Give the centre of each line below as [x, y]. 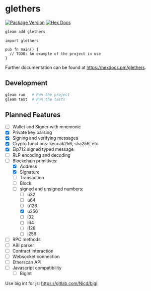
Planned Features [33, 115]
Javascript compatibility [37, 268]
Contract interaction [33, 251]
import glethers [22, 40]
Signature [30, 172]
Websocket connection [36, 256]
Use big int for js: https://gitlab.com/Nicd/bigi [51, 283]
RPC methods [26, 240]
